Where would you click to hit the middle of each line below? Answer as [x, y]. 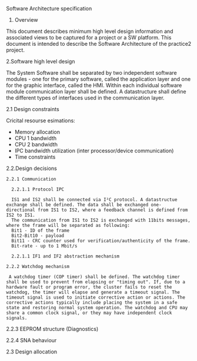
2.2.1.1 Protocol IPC [38, 189]
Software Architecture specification [49, 9]
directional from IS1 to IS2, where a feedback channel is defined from [97, 210]
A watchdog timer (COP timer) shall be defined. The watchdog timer [94, 277]
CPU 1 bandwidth [36, 138]
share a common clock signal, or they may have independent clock [89, 313]
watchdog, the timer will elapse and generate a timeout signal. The [93, 292]
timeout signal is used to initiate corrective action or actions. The [96, 298]
